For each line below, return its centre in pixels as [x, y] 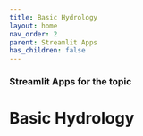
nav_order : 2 [34, 34]
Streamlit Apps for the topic [71, 82]
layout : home [34, 26]
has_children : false [48, 51]
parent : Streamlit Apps [54, 42]
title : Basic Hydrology [54, 17]
